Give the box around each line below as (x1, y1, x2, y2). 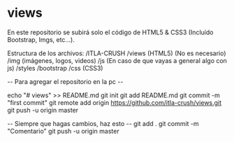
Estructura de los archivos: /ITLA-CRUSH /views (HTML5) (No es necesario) (7, 49, 226, 57)
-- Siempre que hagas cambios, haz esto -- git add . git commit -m (7, 119, 199, 127)
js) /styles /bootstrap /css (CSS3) (7, 64, 103, 72)
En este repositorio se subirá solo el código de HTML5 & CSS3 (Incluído (7, 28, 214, 36)
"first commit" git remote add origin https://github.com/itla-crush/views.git (7, 98, 222, 106)
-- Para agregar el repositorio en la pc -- (7, 77, 124, 85)
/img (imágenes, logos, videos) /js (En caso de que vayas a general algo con (7, 56, 227, 64)
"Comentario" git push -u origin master (7, 127, 120, 135)
